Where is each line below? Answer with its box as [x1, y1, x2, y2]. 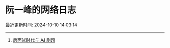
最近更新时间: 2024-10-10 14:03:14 [5, 22, 77, 28]
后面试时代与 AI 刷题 [12, 37, 56, 43]
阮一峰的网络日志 [5, 4, 77, 16]
